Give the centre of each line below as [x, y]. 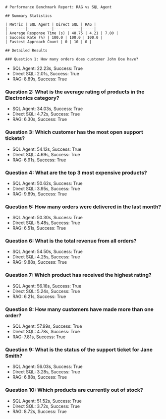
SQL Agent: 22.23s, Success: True [48, 68]
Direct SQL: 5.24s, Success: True [46, 291]
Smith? [14, 356]
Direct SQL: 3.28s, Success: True [46, 372]
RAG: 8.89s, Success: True [40, 79]
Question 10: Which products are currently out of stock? [74, 390]
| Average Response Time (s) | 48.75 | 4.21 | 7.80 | [62, 33]
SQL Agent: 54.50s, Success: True [47, 252]
